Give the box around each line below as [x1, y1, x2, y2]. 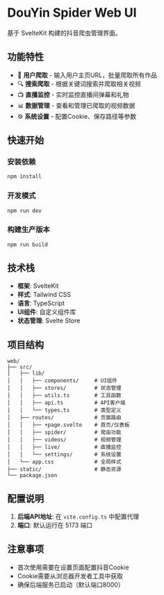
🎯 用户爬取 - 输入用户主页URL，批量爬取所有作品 [17, 71, 158, 79]
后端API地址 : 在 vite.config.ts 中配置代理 [17, 512, 140, 521]
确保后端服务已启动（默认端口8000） [17, 580, 124, 589]
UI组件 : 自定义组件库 [17, 308, 76, 316]
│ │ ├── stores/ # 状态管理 [7, 384, 122, 392]
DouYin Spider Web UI [7, 5, 137, 21]
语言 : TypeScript [17, 299, 65, 307]
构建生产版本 [7, 225, 51, 234]
